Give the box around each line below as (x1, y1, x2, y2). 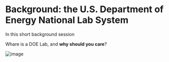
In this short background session (5, 31, 75, 37)
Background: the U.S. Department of (5, 4, 164, 15)
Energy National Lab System (5, 14, 128, 26)
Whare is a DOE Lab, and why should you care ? (5, 41, 107, 47)
